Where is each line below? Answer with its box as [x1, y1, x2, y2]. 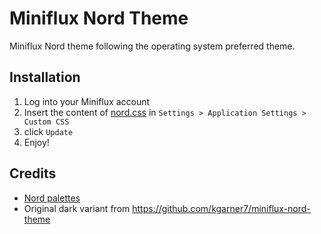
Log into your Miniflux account [23, 95, 151, 107]
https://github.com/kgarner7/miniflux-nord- [132, 202, 311, 214]
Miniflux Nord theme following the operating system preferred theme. [9, 40, 296, 52]
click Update [23, 125, 74, 137]
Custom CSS [23, 117, 70, 127]
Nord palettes [23, 192, 81, 204]
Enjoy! [23, 136, 50, 148]
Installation [9, 69, 81, 86]
